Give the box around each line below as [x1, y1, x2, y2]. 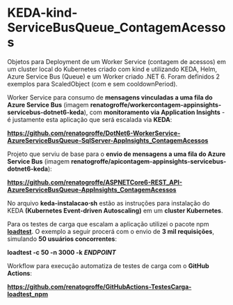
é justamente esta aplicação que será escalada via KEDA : [7, 115, 172, 123]
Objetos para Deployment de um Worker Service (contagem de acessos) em [7, 57, 226, 65]
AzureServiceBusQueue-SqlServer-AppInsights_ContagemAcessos [7, 136, 209, 144]
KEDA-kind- [7, 5, 78, 21]
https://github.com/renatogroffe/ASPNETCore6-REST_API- [7, 178, 183, 186]
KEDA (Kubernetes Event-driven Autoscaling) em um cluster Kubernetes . [7, 206, 223, 214]
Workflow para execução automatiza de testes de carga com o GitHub [7, 261, 210, 269]
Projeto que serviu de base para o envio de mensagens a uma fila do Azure [7, 150, 226, 158]
